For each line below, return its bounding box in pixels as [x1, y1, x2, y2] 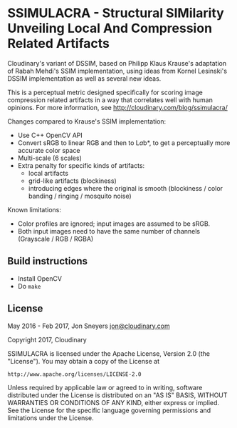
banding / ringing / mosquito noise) [28, 191, 132, 200]
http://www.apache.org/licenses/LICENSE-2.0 [7, 370, 142, 378]
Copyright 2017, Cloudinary [7, 335, 87, 344]
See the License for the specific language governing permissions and [7, 406, 211, 414]
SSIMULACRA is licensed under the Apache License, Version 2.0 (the [7, 349, 210, 358]
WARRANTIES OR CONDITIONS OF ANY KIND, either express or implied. [7, 398, 219, 407]
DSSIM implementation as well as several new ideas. [7, 74, 162, 83]
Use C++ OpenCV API [17, 131, 83, 139]
